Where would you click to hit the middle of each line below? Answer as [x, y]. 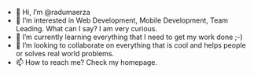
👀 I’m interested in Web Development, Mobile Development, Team [122, 20]
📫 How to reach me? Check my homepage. [87, 62]
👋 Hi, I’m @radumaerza [53, 12]
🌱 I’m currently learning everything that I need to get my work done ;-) [129, 37]
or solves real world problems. [65, 54]
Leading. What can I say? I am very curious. [87, 29]
